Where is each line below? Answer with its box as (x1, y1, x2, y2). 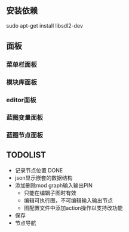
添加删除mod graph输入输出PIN (14, 182, 93, 189)
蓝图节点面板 (6, 131, 44, 139)
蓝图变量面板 (6, 113, 44, 121)
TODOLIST (6, 150, 47, 160)
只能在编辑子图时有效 (23, 189, 76, 197)
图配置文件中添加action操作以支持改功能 (23, 204, 124, 212)
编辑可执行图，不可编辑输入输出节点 (23, 197, 113, 204)
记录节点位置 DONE (14, 166, 63, 174)
